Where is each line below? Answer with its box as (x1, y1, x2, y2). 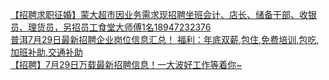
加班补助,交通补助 (10, 46, 84, 58)
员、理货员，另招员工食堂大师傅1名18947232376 (10, 21, 212, 33)
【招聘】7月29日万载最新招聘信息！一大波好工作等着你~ (10, 59, 243, 70)
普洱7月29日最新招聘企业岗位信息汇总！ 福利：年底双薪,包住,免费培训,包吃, (10, 34, 320, 45)
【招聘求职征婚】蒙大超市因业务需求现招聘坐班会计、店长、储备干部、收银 (10, 9, 317, 20)
